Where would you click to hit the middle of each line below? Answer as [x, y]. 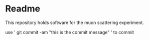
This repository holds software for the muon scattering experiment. [74, 22]
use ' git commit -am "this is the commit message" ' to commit [70, 32]
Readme [23, 9]
